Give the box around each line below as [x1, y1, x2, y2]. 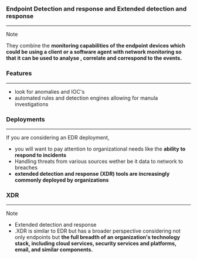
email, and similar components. [14, 246, 93, 253]
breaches [14, 163, 38, 171]
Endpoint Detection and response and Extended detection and [6, 5, 187, 13]
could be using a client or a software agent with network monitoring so [6, 49, 182, 56]
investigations [14, 100, 49, 107]
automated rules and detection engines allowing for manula [14, 94, 158, 101]
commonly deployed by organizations [14, 176, 109, 183]
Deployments [6, 115, 45, 123]
